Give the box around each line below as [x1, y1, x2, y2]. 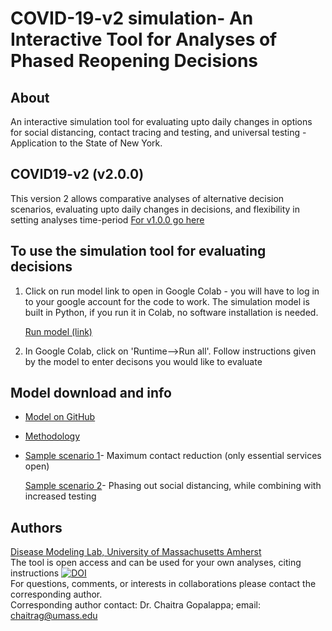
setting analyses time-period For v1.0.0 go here [10, 213, 205, 226]
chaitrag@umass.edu [10, 610, 98, 622]
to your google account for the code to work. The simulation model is [24, 295, 310, 307]
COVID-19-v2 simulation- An [10, 7, 254, 30]
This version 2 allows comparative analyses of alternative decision [10, 192, 285, 204]
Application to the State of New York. [10, 137, 163, 149]
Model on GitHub [24, 411, 96, 423]
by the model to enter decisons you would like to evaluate [24, 355, 263, 367]
